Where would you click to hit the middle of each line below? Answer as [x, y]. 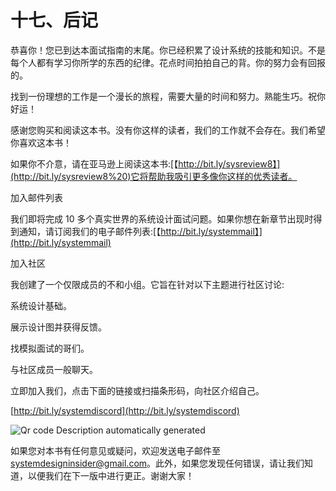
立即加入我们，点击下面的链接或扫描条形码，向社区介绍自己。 [137, 390]
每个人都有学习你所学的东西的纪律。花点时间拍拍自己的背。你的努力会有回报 [168, 62]
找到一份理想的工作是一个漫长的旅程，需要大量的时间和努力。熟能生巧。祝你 [168, 96]
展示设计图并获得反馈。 [58, 327]
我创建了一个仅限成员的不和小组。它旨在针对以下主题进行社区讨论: [147, 284]
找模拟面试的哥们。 [50, 348]
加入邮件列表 [36, 197]
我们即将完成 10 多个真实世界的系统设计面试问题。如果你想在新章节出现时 [162, 218]
